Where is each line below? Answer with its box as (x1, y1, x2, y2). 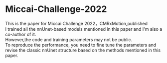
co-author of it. (5, 31, 36, 37)
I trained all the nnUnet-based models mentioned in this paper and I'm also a (5, 26, 163, 32)
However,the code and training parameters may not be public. (5, 36, 133, 43)
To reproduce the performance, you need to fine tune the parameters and (5, 42, 157, 48)
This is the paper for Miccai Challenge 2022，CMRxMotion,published (5, 20, 148, 26)
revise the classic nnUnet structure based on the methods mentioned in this (5, 47, 161, 53)
